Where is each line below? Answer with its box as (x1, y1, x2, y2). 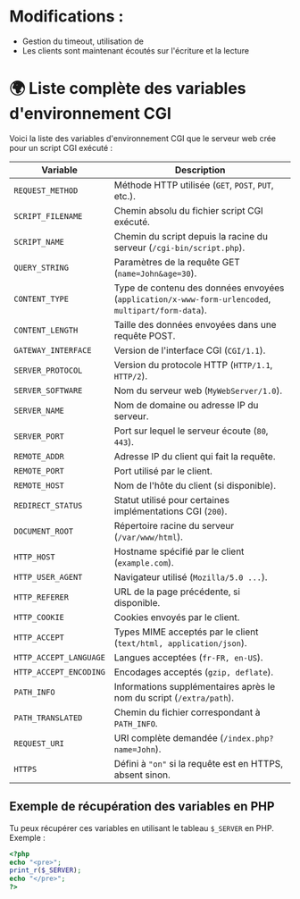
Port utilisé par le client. (113, 465, 212, 477)
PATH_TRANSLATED (13, 712, 83, 723)
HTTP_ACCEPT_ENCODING (13, 667, 105, 676)
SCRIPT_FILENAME (13, 211, 83, 221)
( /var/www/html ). (113, 530, 183, 542)
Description (174, 164, 226, 176)
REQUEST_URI (13, 738, 65, 748)
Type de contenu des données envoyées (113, 281, 285, 294)
